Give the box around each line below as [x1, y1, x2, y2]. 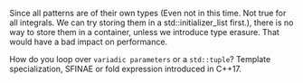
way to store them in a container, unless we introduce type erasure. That [9, 27, 280, 37]
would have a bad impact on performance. [9, 36, 168, 47]
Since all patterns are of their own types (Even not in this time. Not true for [9, 8, 287, 18]
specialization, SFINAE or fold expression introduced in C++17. [9, 63, 242, 74]
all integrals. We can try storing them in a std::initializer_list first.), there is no [9, 17, 294, 28]
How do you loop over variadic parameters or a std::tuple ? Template [9, 54, 271, 64]
